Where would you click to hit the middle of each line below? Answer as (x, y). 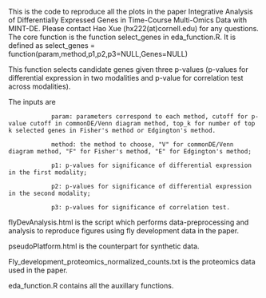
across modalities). (40, 86)
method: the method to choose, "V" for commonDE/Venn (142, 145)
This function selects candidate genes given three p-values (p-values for (129, 70)
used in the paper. (38, 270)
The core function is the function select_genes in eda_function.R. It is (122, 37)
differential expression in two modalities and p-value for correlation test (126, 78)
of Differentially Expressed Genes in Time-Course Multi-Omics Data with (128, 20)
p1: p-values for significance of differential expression (151, 165)
